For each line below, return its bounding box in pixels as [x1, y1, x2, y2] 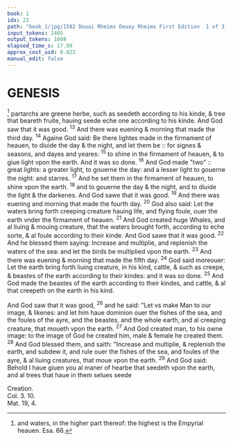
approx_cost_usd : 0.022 [7, 49, 76, 56]
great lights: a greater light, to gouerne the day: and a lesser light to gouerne [7, 165, 225, 173]
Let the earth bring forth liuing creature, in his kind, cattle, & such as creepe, [7, 263, 225, 271]
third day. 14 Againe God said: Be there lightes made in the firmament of [7, 132, 212, 142]
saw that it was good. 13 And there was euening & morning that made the [7, 124, 216, 133]
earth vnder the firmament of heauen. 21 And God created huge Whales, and [7, 214, 225, 224]
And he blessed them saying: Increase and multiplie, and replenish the [7, 239, 208, 247]
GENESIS [7, 85, 60, 101]
